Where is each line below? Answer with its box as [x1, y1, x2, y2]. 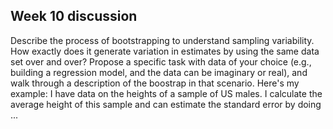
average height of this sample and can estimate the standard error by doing [10, 98, 322, 110]
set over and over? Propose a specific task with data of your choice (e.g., [10, 55, 312, 68]
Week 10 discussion [10, 8, 138, 25]
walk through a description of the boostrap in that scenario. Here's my [10, 77, 300, 89]
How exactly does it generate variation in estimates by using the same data [10, 45, 320, 57]
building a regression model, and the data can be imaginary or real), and [10, 66, 308, 78]
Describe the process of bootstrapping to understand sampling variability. [10, 34, 315, 46]
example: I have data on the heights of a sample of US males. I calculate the [10, 87, 323, 99]
